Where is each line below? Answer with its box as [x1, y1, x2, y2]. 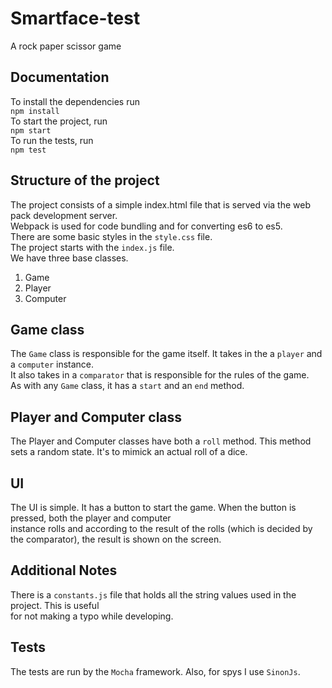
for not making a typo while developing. [10, 610, 174, 622]
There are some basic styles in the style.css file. [10, 230, 213, 242]
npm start [10, 125, 52, 136]
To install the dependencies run [10, 95, 140, 107]
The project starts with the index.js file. [10, 241, 175, 253]
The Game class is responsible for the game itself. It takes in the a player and [10, 348, 323, 360]
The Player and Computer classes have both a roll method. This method [10, 435, 312, 447]
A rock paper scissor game [10, 40, 122, 52]
